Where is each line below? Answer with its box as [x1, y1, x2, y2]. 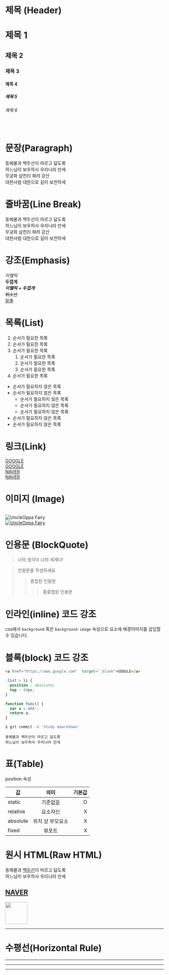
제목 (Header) [5, 5, 62, 16]
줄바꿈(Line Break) [5, 198, 81, 210]
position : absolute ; [10, 683, 55, 688]
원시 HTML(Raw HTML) [5, 849, 102, 861]
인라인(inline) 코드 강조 [5, 609, 97, 620]
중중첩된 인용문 [42, 589, 73, 595]
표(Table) [5, 758, 44, 770]
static [8, 798, 21, 805]
